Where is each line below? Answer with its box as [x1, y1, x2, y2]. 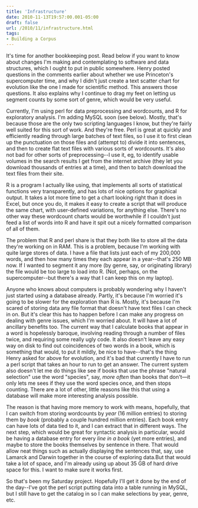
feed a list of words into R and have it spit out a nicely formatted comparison [6, 219, 192, 226]
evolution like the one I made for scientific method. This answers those [6, 84, 178, 90]
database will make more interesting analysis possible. [6, 392, 138, 399]
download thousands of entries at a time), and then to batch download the [6, 164, 186, 171]
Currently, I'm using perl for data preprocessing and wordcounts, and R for [6, 107, 187, 114]
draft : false [6, 19, 38, 25]
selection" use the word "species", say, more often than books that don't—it [6, 374, 190, 380]
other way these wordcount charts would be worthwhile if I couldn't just [6, 213, 181, 220]
